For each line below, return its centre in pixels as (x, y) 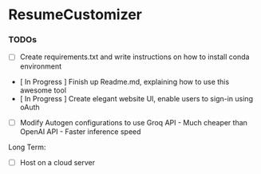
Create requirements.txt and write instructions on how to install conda (134, 57)
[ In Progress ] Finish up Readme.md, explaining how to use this (125, 81)
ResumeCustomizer (75, 15)
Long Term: (27, 147)
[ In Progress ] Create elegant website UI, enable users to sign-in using (136, 98)
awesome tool (43, 90)
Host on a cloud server (57, 162)
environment (41, 66)
